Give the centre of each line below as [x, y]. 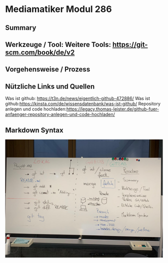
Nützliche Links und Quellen [50, 86]
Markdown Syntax [34, 130]
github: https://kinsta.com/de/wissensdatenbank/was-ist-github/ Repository [83, 104]
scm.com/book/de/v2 [40, 52]
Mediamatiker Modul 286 [58, 9]
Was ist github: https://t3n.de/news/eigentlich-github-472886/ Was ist [78, 98]
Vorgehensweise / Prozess [48, 69]
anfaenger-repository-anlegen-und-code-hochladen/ [60, 114]
